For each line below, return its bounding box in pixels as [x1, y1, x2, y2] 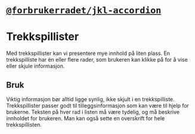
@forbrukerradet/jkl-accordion [6, 5, 162, 16]
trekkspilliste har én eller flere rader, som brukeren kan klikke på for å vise [6, 56, 188, 63]
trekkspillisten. [6, 121, 42, 128]
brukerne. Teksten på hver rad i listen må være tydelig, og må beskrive [6, 108, 180, 115]
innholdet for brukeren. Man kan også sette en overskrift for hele [6, 114, 165, 121]
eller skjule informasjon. [6, 62, 65, 70]
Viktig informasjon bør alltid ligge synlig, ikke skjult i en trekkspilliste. [6, 95, 175, 103]
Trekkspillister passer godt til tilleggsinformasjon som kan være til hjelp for [6, 102, 190, 109]
